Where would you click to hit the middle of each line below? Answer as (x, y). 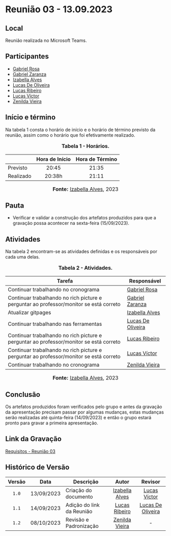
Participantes (27, 56)
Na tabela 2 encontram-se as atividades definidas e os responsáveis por (81, 251)
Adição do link (83, 505)
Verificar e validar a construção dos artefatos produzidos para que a (84, 218)
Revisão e (77, 520)
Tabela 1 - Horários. (85, 146)
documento (79, 497)
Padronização (82, 526)
